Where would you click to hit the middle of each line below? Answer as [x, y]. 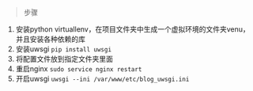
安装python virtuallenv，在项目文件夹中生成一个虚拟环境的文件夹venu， [133, 29]
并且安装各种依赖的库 [50, 39]
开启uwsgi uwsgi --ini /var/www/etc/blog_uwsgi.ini [102, 79]
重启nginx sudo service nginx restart [79, 69]
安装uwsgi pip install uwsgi [64, 49]
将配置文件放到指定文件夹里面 [64, 59]
